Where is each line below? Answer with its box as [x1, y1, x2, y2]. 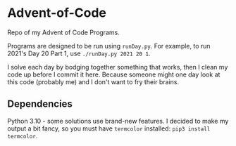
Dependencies [7, 98, 73, 110]
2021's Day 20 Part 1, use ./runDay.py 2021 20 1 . [7, 49, 151, 58]
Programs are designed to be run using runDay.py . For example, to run [7, 41, 211, 50]
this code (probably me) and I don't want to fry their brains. [7, 77, 180, 86]
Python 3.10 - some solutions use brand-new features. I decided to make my [7, 117, 229, 125]
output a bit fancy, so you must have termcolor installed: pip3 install [7, 124, 211, 133]
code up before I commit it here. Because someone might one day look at [7, 70, 221, 79]
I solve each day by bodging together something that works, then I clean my [7, 62, 228, 71]
